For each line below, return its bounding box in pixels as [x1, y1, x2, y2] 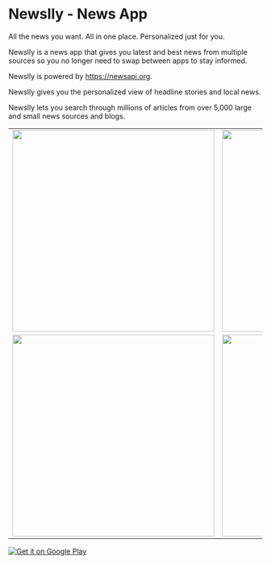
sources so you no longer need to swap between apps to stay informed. [8, 56, 248, 65]
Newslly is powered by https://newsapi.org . [8, 71, 153, 81]
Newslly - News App [8, 5, 148, 23]
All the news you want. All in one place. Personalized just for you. [8, 31, 225, 41]
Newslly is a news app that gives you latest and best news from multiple [8, 47, 248, 56]
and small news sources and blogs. [8, 111, 126, 121]
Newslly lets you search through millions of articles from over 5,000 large [8, 102, 252, 112]
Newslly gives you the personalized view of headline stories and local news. [8, 86, 261, 97]
